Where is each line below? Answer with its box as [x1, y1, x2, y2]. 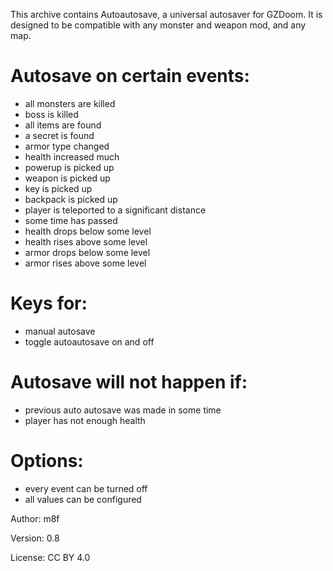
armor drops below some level [24, 246, 151, 258]
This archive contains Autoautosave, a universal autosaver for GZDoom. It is [10, 9, 323, 20]
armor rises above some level [24, 257, 147, 269]
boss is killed [24, 108, 79, 120]
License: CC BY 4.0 [10, 551, 91, 563]
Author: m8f [10, 512, 60, 524]
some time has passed [24, 214, 118, 226]
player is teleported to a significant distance [24, 204, 207, 216]
